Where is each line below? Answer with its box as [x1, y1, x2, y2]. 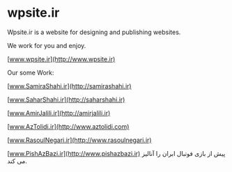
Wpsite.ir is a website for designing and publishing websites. [7, 28, 181, 36]
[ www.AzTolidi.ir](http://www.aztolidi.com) [7, 122, 130, 130]
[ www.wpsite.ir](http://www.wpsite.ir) [7, 54, 116, 63]
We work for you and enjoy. [7, 41, 86, 49]
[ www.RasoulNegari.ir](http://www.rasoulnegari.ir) [7, 136, 152, 144]
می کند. [7, 157, 28, 165]
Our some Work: [7, 68, 54, 77]
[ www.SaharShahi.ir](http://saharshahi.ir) [7, 95, 125, 104]
